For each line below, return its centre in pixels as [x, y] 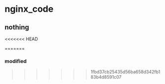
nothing [17, 27]
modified [16, 61]
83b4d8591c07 [106, 77]
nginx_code [29, 9]
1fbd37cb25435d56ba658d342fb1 [125, 72]
